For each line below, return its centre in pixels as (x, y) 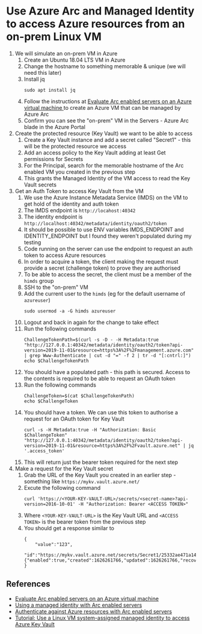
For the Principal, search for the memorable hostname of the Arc (104, 165)
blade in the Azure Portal (55, 127)
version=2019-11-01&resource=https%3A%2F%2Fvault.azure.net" (102, 445)
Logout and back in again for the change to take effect (91, 322)
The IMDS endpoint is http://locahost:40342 (80, 210)
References (28, 584)
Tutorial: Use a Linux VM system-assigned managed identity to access (102, 618)
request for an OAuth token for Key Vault (74, 419)
